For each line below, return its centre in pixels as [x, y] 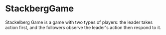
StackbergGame [39, 9]
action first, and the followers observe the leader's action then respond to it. [83, 27]
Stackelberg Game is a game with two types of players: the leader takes [79, 22]
